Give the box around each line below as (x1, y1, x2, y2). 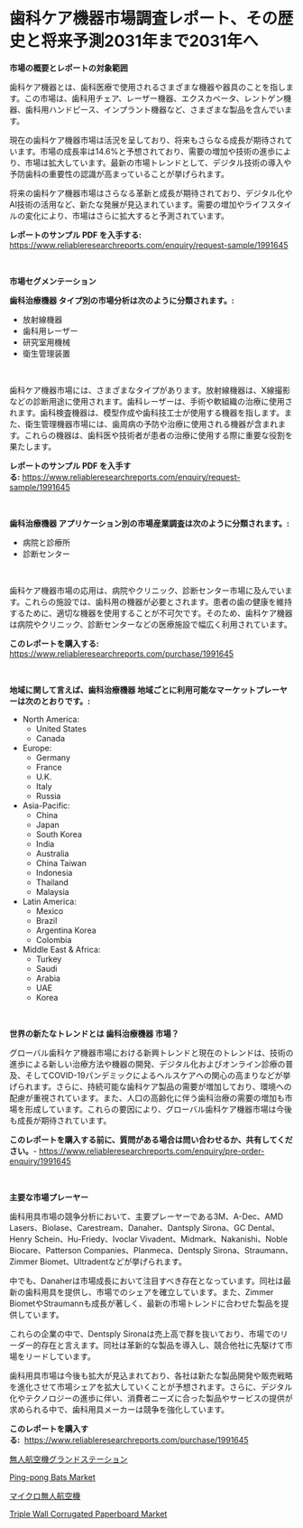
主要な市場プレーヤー (9, 1191, 88, 1202)
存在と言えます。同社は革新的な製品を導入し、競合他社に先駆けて (40, 1339, 286, 1350)
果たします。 (9, 441, 57, 452)
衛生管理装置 (22, 348, 70, 359)
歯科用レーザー (22, 325, 78, 336)
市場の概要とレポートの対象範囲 (9, 62, 128, 73)
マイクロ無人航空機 (9, 1490, 81, 1501)
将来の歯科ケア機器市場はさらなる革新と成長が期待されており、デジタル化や (9, 187, 293, 199)
